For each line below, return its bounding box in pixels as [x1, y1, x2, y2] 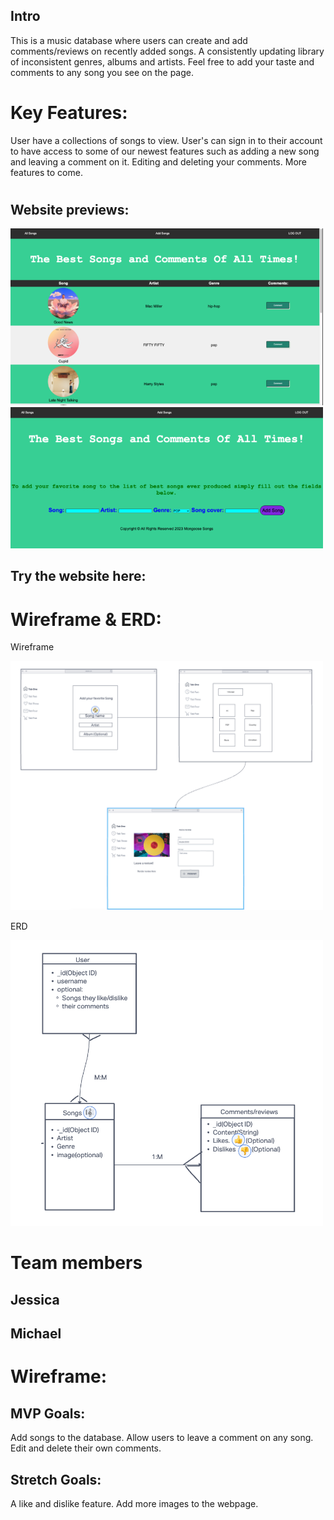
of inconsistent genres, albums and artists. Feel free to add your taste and [10, 55, 315, 68]
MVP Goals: [10, 1405, 86, 1422]
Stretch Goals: [10, 1471, 102, 1488]
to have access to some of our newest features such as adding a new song [10, 145, 320, 157]
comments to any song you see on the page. [10, 66, 194, 78]
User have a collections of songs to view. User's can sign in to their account [10, 134, 323, 146]
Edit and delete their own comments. [10, 1442, 162, 1454]
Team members [10, 1252, 143, 1274]
